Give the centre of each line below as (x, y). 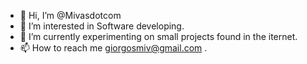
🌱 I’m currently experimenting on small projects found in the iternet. (158, 36)
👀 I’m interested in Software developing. (102, 26)
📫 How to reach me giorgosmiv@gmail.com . (113, 48)
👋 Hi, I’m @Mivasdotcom (70, 15)
